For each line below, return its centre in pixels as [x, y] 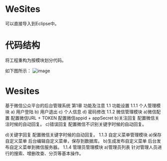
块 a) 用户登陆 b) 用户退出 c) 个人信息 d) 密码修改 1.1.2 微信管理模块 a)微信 [81, 112]
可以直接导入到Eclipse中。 [32, 23]
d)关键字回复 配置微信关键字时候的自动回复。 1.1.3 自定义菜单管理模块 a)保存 [83, 135]
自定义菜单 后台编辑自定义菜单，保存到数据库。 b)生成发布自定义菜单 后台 [81, 141]
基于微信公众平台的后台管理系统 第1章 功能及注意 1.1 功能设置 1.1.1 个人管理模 [83, 105]
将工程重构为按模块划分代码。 [36, 60]
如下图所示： [18, 71]
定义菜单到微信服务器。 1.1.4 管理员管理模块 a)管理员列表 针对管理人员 [86, 147]
